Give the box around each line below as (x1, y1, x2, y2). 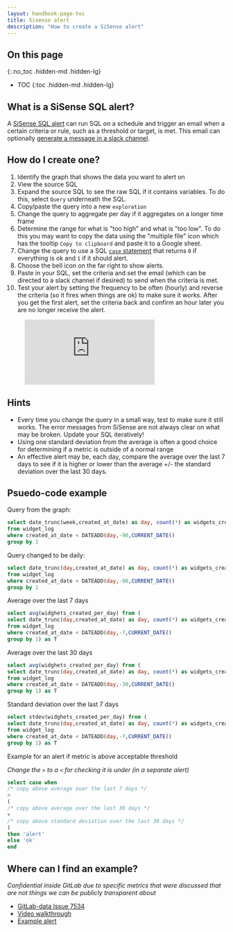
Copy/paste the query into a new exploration (17, 202, 147, 211)
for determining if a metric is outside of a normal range (17, 445, 174, 453)
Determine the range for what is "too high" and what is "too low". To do (17, 224, 221, 233)
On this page (7, 49, 64, 60)
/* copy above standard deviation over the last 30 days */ (7, 817, 185, 824)
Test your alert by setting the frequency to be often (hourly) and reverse (17, 283, 223, 292)
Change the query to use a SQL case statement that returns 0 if (17, 246, 197, 254)
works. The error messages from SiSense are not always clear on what (17, 423, 221, 431)
